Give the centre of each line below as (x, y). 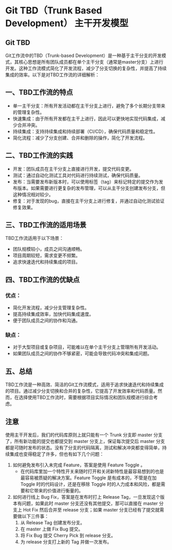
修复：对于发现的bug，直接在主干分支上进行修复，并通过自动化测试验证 (89, 201)
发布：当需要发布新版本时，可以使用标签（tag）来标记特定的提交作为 (85, 181)
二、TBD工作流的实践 (39, 156)
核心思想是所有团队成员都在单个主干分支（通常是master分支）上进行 (91, 62)
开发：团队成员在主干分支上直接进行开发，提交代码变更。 (73, 169)
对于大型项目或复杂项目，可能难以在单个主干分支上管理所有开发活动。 (87, 347)
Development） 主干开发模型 (67, 23)
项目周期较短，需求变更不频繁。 (46, 256)
